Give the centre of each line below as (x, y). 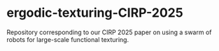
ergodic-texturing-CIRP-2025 (95, 13)
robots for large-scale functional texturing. (68, 39)
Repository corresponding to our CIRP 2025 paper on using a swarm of (109, 32)
